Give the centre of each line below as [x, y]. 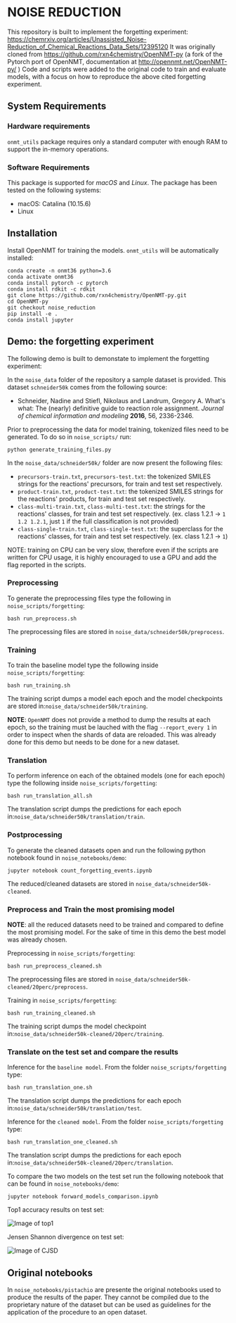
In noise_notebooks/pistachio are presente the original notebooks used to [114, 1290]
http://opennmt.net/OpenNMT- [183, 61]
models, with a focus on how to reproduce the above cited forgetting [106, 76]
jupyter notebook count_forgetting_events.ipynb [80, 871]
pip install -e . [33, 314]
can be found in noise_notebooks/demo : [63, 1184]
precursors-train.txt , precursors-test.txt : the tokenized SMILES [114, 476]
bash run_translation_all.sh [50, 796]
